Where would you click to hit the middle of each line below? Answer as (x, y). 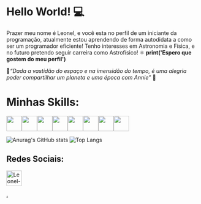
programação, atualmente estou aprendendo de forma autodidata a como (99, 39)
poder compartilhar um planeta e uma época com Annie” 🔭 (81, 77)
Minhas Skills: (43, 102)
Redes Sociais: (35, 159)
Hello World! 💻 (45, 12)
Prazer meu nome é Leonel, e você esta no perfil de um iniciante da (92, 33)
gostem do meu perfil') (36, 59)
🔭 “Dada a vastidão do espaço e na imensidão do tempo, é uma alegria (97, 70)
